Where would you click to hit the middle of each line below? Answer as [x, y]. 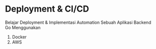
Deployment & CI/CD [47, 9]
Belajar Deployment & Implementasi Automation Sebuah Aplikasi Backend [78, 22]
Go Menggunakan [23, 27]
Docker [19, 37]
